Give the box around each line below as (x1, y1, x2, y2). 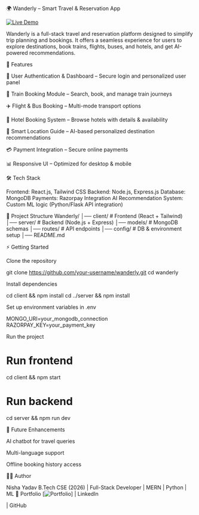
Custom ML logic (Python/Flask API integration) (6, 201, 124, 208)
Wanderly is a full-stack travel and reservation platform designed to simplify (6, 30, 193, 37)
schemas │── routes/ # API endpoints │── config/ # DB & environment (6, 225, 182, 232)
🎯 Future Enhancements (6, 426, 65, 433)
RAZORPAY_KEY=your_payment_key (6, 321, 96, 329)
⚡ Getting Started (6, 244, 49, 250)
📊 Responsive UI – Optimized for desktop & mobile (6, 160, 131, 167)
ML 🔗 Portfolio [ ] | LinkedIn (6, 490, 99, 497)
